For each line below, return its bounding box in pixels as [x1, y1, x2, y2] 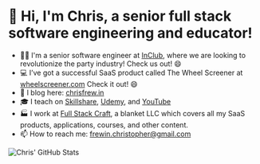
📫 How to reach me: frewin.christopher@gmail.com [19, 129, 191, 139]
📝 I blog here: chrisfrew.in [19, 88, 104, 97]
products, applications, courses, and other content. [19, 119, 189, 130]
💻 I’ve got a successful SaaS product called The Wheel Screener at [19, 68, 243, 77]
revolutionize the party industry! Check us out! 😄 [19, 59, 182, 68]
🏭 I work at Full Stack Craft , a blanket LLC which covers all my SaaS [19, 108, 246, 118]
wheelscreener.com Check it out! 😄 [19, 79, 138, 88]
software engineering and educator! [8, 24, 253, 42]
